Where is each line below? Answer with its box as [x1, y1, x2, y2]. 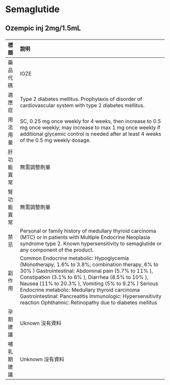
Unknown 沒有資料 [20, 356, 65, 363]
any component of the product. [20, 246, 94, 253]
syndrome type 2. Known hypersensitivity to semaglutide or [20, 240, 162, 247]
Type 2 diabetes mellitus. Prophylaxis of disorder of [20, 95, 143, 102]
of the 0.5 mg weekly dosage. [20, 136, 91, 144]
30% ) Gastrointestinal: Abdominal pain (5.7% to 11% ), [20, 267, 153, 274]
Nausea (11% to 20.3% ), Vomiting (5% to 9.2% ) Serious [20, 280, 158, 287]
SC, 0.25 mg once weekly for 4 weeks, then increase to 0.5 [20, 118, 161, 125]
